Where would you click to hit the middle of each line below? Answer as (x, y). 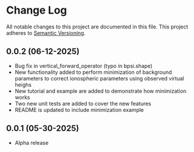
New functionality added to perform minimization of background (93, 72)
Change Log (36, 10)
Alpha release (31, 143)
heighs (23, 85)
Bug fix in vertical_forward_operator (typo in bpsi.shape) (84, 66)
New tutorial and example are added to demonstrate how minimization (101, 91)
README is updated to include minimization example (79, 109)
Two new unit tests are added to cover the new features (83, 104)
